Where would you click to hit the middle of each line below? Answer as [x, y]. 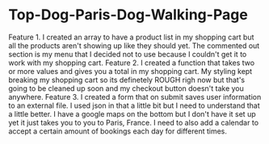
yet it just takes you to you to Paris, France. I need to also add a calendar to [134, 122]
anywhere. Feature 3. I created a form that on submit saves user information [135, 97]
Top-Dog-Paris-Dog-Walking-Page [128, 15]
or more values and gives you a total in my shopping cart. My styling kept [130, 71]
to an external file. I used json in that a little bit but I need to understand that [134, 105]
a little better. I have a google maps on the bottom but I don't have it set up [132, 113]
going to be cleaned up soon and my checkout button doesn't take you [126, 88]
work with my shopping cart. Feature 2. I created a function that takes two [132, 63]
